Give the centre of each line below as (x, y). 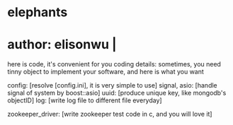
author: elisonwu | (62, 45)
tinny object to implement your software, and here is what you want (106, 72)
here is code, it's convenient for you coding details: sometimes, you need (114, 64)
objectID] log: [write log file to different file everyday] (85, 100)
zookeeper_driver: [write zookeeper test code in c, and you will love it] (110, 114)
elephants (38, 12)
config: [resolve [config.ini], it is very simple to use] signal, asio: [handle (112, 85)
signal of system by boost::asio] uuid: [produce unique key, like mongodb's (117, 93)
